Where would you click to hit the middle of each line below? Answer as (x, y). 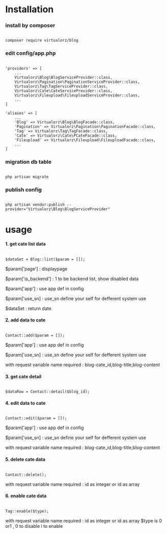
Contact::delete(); (26, 475)
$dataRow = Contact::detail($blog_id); (48, 392)
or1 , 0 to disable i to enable (34, 526)
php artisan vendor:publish (35, 205)
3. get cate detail (23, 376)
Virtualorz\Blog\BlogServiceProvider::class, (64, 77)
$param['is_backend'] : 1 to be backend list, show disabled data (72, 279)
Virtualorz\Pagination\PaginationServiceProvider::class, (77, 82)
